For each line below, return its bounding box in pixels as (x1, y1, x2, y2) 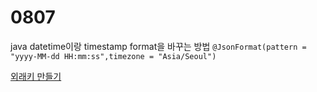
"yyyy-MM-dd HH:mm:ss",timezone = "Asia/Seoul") (10, 51, 217, 61)
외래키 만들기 (10, 70, 62, 82)
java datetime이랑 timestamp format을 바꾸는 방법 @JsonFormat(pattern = (10, 40, 307, 52)
